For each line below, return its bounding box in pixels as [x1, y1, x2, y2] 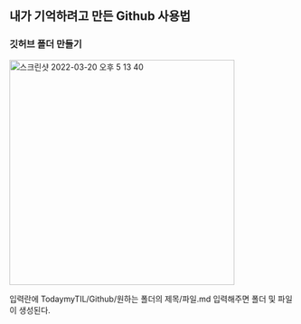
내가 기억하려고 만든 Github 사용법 [9, 8, 192, 24]
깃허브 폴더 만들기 [9, 38, 83, 51]
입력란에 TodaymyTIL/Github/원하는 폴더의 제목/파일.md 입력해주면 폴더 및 [9, 293, 277, 304]
